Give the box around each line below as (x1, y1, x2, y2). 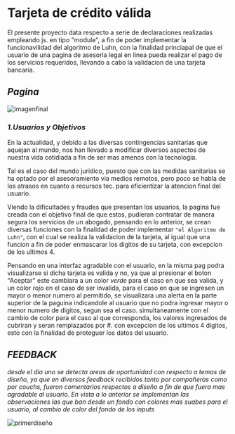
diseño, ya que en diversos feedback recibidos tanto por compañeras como (7, 375, 227, 383)
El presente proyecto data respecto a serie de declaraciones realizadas (7, 28, 213, 37)
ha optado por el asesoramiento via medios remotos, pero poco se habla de (7, 174, 227, 183)
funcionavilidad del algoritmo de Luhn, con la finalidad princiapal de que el (7, 43, 223, 51)
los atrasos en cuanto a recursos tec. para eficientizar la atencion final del (7, 181, 221, 191)
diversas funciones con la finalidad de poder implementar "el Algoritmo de (7, 225, 226, 234)
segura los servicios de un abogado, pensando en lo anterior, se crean (7, 218, 212, 226)
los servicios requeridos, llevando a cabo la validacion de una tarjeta (7, 58, 206, 66)
